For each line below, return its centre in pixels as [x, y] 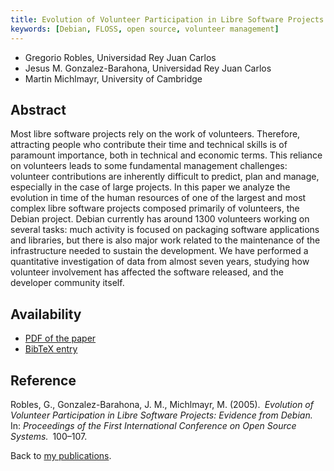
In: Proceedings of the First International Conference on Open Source [153, 425]
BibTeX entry [51, 349]
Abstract [38, 109]
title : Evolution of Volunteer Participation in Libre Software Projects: [169, 19]
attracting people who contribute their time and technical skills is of [149, 145]
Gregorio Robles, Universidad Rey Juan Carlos [120, 57]
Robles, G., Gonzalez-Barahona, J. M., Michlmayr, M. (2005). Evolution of [162, 404]
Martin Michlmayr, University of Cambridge [113, 78]
